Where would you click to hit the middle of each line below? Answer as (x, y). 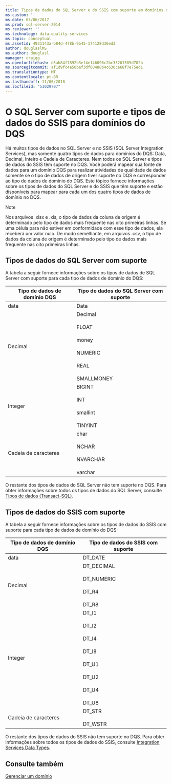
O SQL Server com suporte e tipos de (85, 112)
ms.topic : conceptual (28, 39)
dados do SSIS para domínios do (76, 123)
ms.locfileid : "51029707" (33, 86)
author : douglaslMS (26, 48)
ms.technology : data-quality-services (47, 34)
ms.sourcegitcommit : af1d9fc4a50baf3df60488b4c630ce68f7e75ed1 (74, 67)
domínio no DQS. (23, 197)
